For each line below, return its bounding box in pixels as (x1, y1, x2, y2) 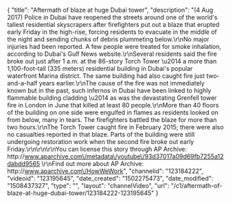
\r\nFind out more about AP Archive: (41, 160, 144, 167)
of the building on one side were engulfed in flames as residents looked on (7, 108, 219, 116)
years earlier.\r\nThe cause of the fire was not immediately (38, 79, 205, 87)
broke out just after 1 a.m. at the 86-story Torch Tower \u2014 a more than (7, 57, 217, 65)
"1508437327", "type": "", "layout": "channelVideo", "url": (7, 182, 170, 190)
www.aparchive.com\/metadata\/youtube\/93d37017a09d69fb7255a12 (24, 152, 224, 161)
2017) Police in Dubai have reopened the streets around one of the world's (7, 13, 218, 21)
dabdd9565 (7, 160, 41, 167)
